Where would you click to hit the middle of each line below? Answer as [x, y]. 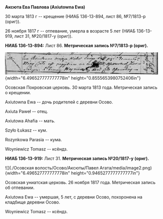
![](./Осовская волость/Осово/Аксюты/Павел [52, 168]
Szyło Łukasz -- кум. [26, 130]
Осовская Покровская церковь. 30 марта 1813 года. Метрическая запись [81, 87]
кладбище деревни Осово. [33, 202]
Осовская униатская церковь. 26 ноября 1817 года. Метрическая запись [80, 183]
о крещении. [18, 93]
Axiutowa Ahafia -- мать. [30, 121]
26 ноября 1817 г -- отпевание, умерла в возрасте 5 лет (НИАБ [70, 31]
